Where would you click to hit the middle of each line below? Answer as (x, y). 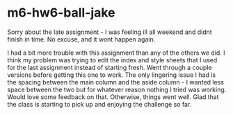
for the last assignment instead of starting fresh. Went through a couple (110, 67)
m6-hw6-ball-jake (61, 13)
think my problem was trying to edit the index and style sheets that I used (112, 60)
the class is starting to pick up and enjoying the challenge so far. (99, 104)
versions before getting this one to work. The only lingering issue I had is (112, 75)
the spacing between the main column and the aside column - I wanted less (116, 82)
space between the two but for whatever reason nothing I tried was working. (117, 89)
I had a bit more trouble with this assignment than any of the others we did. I (116, 53)
